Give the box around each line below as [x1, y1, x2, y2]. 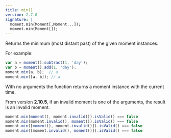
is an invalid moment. [5, 104, 50, 110]
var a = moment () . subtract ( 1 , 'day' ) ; [5, 60, 88, 65]
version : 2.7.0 [5, 12, 38, 17]
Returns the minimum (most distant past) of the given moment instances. [5, 40, 159, 46]
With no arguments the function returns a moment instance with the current [5, 84, 164, 90]
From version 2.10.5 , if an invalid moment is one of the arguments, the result [5, 99, 166, 105]
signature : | [5, 17, 33, 22]
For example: [5, 50, 33, 57]
